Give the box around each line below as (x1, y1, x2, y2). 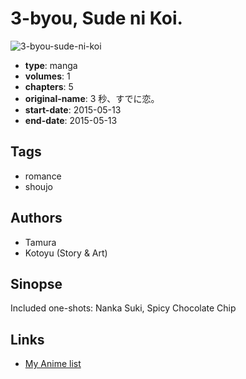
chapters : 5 (24, 80, 74, 92)
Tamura (24, 236, 57, 248)
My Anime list (24, 358, 82, 370)
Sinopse (10, 275, 63, 292)
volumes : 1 (24, 70, 71, 82)
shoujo (24, 180, 53, 192)
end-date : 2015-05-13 (24, 114, 118, 126)
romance (24, 170, 62, 182)
